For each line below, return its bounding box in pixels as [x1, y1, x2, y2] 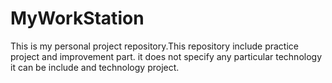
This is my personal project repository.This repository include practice [10, 40, 299, 52]
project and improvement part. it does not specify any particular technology [10, 50, 323, 62]
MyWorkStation [10, 7, 145, 30]
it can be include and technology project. [10, 61, 180, 73]
